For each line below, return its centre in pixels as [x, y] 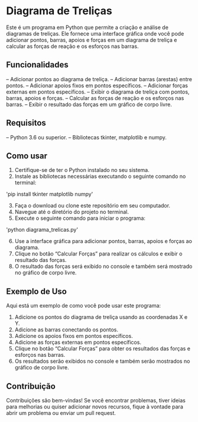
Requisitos [26, 123]
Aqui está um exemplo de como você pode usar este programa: [84, 306]
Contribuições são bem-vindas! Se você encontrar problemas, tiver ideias [96, 400]
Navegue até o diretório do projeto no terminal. [72, 212]
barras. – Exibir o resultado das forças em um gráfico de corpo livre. [89, 104]
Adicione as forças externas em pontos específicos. [78, 343]
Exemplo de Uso [36, 291]
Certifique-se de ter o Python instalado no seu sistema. [82, 170]
